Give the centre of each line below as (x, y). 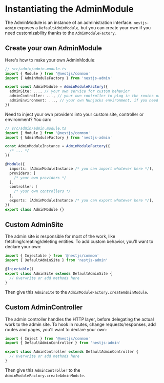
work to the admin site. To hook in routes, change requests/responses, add (81, 324)
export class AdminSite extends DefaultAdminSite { (59, 274)
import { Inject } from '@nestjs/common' (48, 338)
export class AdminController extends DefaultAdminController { (72, 352)
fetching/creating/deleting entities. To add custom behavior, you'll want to (79, 242)
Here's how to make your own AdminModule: (51, 60)
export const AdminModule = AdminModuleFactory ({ (57, 87)
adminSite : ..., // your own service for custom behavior (70, 91)
